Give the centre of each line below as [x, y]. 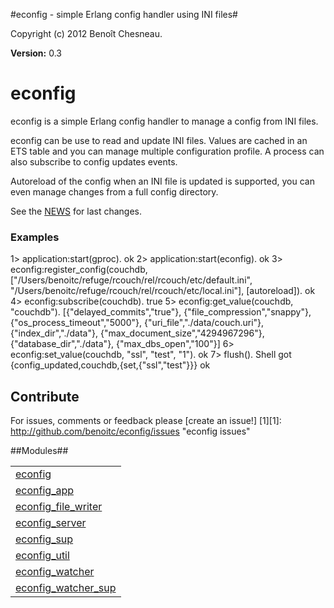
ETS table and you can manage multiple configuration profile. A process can [167, 151]
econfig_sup [44, 539]
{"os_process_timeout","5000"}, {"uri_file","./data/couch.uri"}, [137, 323]
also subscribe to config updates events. [94, 161]
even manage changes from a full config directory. [114, 191]
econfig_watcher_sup [66, 588]
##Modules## [39, 451]
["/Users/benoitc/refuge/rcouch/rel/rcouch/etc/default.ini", [131, 280]
